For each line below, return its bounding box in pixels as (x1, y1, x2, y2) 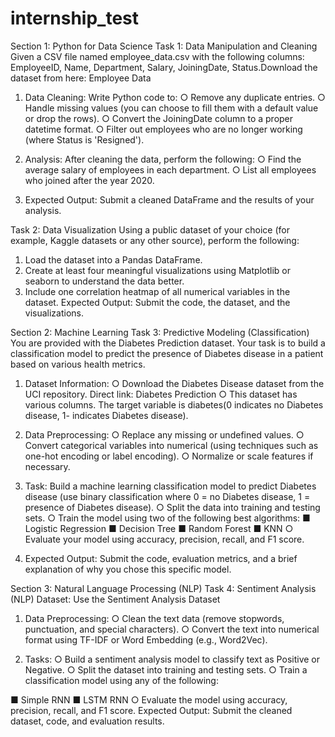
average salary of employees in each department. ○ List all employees (24, 163, 317, 176)
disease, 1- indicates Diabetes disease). (24, 409, 189, 421)
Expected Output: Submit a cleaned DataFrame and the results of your (24, 193, 315, 206)
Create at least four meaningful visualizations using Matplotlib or (24, 264, 291, 276)
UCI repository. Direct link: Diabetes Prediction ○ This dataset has (24, 388, 298, 400)
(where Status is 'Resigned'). (24, 133, 145, 146)
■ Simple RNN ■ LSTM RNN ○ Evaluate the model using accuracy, (10, 693, 288, 706)
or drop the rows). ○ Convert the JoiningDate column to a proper (24, 112, 294, 124)
